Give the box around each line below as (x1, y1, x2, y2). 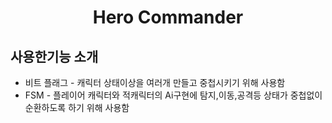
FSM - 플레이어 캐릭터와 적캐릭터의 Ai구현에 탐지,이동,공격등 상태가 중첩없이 (24, 89, 323, 101)
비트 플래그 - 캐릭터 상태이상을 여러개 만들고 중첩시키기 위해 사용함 (24, 77, 286, 88)
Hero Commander (92, 6, 244, 29)
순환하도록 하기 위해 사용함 (24, 102, 130, 113)
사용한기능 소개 (10, 48, 99, 65)
